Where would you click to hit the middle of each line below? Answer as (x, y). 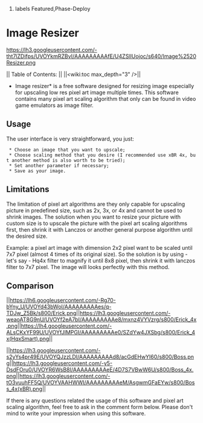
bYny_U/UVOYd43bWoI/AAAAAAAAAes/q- (59, 307)
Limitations (28, 189)
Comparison (30, 286)
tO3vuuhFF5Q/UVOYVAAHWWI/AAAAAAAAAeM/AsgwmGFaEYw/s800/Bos (101, 383)
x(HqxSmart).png (28, 339)
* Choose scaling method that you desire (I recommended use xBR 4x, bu (102, 155)
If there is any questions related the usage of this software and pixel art (95, 401)
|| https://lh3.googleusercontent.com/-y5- (61, 363)
